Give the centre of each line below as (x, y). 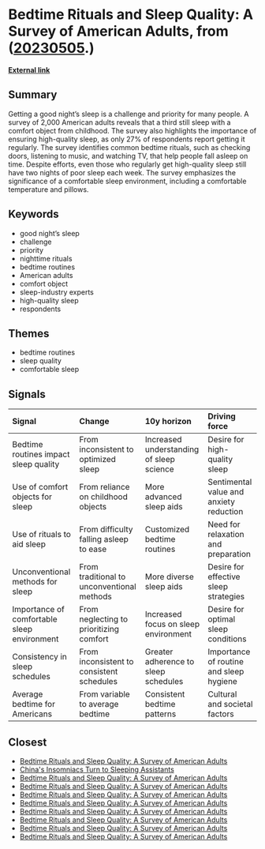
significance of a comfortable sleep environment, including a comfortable (127, 181)
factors (221, 714)
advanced (163, 497)
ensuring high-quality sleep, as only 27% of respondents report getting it (127, 139)
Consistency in (39, 657)
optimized (98, 460)
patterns (160, 714)
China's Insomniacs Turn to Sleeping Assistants (97, 769)
